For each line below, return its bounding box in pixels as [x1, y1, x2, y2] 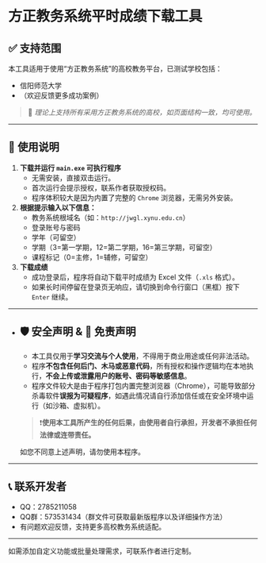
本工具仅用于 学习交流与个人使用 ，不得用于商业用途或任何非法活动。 [31, 351, 254, 361]
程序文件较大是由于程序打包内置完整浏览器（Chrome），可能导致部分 [31, 380, 256, 390]
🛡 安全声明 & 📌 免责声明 [19, 325, 136, 338]
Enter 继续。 [31, 291, 73, 302]
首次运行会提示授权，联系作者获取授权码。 [31, 183, 171, 192]
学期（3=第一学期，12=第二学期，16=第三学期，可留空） [31, 242, 217, 252]
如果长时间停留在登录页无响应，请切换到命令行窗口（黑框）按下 [31, 282, 240, 291]
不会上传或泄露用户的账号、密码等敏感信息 [45, 371, 184, 380]
